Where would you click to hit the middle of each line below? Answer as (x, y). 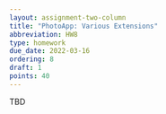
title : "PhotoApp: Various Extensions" (84, 26)
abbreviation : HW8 (44, 34)
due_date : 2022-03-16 (50, 51)
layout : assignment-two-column (68, 18)
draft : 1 (26, 68)
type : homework (38, 43)
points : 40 (30, 76)
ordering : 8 (31, 59)
